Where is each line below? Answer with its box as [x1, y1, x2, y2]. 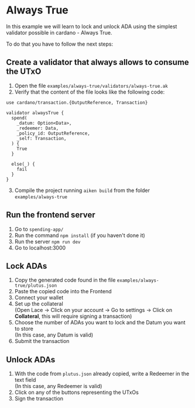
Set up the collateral [14, 300, 63, 307]
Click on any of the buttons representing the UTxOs [14, 389, 139, 396]
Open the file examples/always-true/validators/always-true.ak [14, 82, 168, 89]
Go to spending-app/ [14, 225, 64, 232]
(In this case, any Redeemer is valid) [14, 383, 102, 390]
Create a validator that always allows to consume [6, 57, 189, 67]
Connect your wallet [14, 294, 63, 301]
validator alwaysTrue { [6, 109, 64, 116]
